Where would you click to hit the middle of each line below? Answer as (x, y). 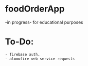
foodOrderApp (35, 9)
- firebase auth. (23, 54)
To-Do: (19, 42)
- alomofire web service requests (40, 59)
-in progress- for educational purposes (44, 22)
